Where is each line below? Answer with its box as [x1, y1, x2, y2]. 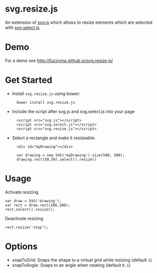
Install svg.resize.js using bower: [12, 91, 81, 96]
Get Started [5, 75, 52, 86]
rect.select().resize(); [5, 207, 55, 212]
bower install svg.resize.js [16, 100, 75, 105]
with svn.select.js [5, 24, 40, 30]
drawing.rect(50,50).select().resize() [16, 157, 97, 162]
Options [5, 241, 38, 252]
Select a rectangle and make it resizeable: [12, 135, 96, 141]
